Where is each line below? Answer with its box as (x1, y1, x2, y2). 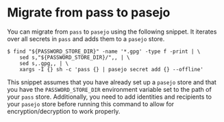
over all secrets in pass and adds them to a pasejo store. (7, 34, 165, 42)
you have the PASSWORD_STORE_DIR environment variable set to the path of (7, 85, 212, 93)
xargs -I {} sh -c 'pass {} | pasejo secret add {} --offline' (19, 66, 204, 73)
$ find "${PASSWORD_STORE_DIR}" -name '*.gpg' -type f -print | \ (7, 48, 201, 55)
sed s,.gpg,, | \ (19, 60, 69, 66)
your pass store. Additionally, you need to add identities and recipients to (7, 93, 212, 101)
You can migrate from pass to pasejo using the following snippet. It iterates (7, 27, 217, 36)
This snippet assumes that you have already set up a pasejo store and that (7, 77, 217, 86)
